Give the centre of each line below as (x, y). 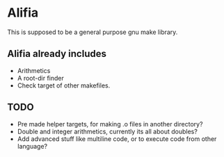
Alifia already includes (57, 54)
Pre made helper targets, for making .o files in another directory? (110, 124)
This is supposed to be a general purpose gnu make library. (93, 32)
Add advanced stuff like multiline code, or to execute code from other (117, 139)
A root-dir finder (40, 78)
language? (32, 146)
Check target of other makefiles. (64, 85)
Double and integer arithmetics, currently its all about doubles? (107, 131)
